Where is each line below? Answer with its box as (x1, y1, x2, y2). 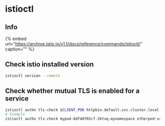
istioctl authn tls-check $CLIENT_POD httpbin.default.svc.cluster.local (5, 107, 160, 112)
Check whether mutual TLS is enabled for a (5, 87, 140, 95)
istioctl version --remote (5, 73, 60, 78)
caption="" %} (5, 46, 35, 52)
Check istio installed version (5, 60, 94, 69)
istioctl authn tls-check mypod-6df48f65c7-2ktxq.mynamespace (5, 116, 135, 122)
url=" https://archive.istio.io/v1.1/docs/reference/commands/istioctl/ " (5, 41, 142, 47)
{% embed (5, 36, 27, 42)
